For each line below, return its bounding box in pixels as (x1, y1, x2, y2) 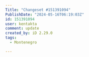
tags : (5, 35, 17, 40)
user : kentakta (5, 21, 37, 26)
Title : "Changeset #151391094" (5, 7, 71, 12)
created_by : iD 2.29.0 (5, 30, 53, 35)
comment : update (5, 26, 39, 31)
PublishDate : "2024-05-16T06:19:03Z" (5, 12, 84, 17)
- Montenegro (10, 40, 37, 45)
